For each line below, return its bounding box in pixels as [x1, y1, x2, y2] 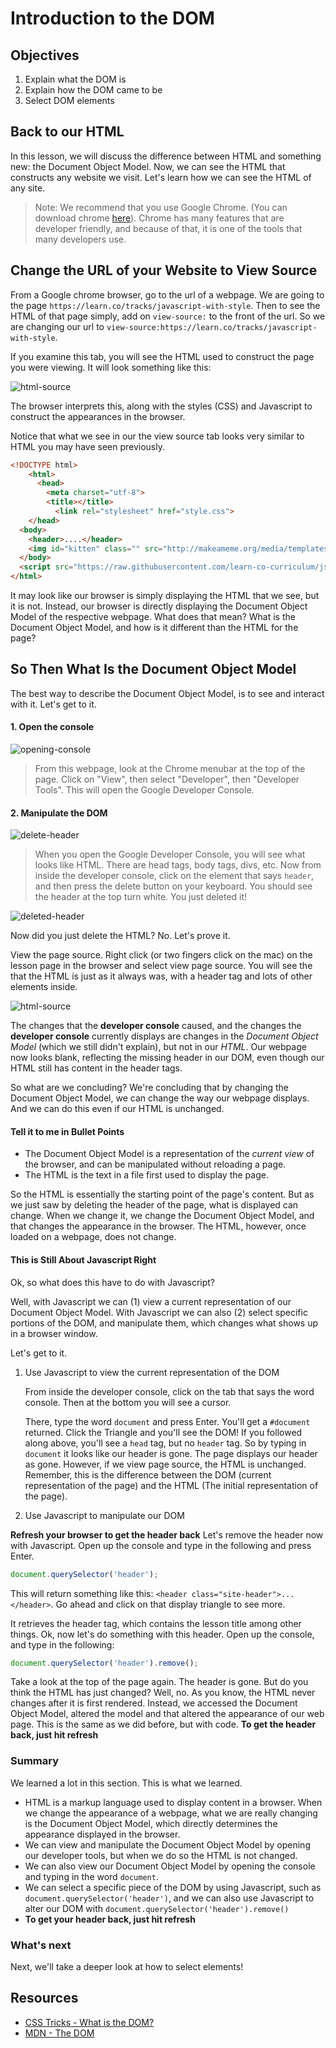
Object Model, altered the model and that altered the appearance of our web [10, 1708, 325, 1720]
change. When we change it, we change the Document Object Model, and [10, 1210, 315, 1222]
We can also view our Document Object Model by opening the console [24, 1860, 316, 1872]
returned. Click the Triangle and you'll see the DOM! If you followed [24, 1426, 303, 1438]
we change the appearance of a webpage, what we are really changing [24, 1807, 318, 1819]
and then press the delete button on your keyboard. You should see [34, 880, 313, 892]
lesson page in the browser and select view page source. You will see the [10, 960, 313, 972]
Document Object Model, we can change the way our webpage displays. [10, 1092, 310, 1104]
